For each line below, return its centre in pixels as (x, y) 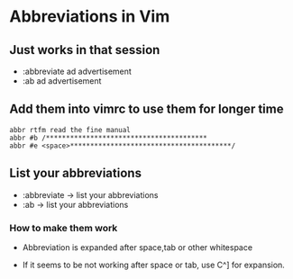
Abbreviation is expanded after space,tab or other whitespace (137, 247)
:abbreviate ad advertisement (77, 71)
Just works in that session (85, 50)
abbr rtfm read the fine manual (70, 130)
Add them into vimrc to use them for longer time (146, 109)
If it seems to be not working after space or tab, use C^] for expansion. (154, 265)
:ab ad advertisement (62, 81)
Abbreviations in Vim (90, 17)
